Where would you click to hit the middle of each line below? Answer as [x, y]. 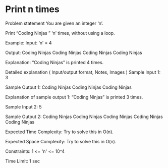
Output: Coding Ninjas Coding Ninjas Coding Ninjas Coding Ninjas [74, 52]
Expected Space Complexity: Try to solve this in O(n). [61, 141]
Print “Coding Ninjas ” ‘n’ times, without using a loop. [60, 33]
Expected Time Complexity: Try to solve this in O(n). [59, 132]
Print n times [32, 9]
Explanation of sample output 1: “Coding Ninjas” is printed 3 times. [74, 97]
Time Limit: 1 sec [23, 161]
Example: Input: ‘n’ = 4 [29, 43]
